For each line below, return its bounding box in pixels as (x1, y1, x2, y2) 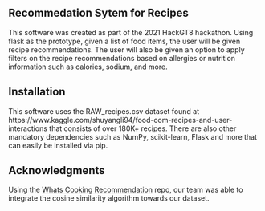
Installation (8, 85, 66, 99)
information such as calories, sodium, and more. (8, 62, 168, 71)
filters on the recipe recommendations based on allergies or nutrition (8, 53, 235, 63)
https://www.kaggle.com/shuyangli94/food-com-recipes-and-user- (8, 115, 233, 124)
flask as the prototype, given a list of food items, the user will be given (8, 36, 241, 46)
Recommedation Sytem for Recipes (8, 6, 189, 20)
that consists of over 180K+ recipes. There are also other (49, 124, 237, 133)
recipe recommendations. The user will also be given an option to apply (8, 44, 245, 55)
